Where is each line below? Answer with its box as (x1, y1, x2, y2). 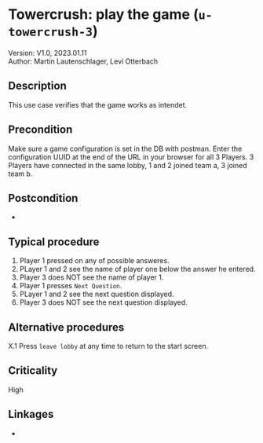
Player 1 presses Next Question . (19, 281, 122, 291)
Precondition (8, 123, 73, 137)
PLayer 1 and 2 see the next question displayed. (19, 289, 174, 299)
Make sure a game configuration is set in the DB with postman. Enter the (8, 144, 243, 153)
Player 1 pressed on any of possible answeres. (19, 256, 170, 265)
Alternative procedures (8, 320, 125, 334)
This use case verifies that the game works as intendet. (8, 100, 188, 109)
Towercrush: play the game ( (8, 5, 199, 24)
